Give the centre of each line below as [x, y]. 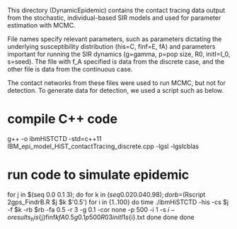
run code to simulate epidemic [98, 175]
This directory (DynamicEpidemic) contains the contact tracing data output [116, 10]
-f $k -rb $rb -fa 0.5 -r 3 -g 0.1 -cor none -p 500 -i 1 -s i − [91, 209]
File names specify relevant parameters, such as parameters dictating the [115, 39]
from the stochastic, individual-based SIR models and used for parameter [114, 18]
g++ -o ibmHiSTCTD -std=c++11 [54, 138]
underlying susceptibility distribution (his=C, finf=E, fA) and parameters [111, 46]
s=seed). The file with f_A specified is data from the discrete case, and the [116, 62]
